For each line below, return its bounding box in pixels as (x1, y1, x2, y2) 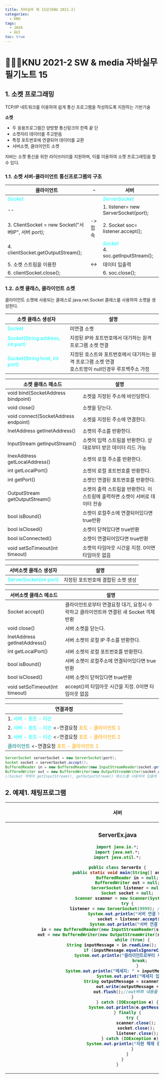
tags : (5, 21, 16, 26)
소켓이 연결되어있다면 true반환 (82, 535, 149, 542)
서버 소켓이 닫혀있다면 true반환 (65, 674, 133, 681)
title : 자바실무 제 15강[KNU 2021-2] (5, 7, 76, 12)
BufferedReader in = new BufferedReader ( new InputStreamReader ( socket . (5, 765, 154, 770)
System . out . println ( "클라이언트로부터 (74, 953, 155, 958)
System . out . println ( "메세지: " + (65, 969, 140, 974)
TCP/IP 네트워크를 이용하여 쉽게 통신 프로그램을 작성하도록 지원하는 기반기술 (5, 104, 151, 110)
